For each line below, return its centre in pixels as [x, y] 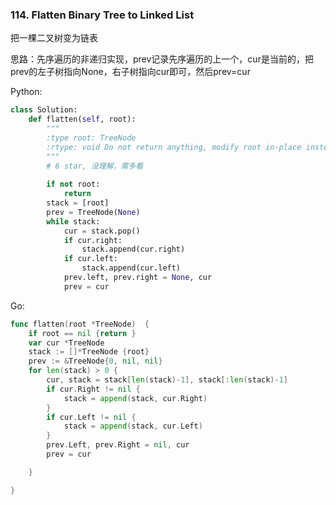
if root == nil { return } [82, 333]
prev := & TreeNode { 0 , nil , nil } [95, 361]
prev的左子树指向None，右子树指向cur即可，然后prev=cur [130, 72]
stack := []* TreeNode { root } [89, 352]
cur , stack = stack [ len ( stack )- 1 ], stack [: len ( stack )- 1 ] [167, 380]
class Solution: [44, 110]
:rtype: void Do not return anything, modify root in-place [174, 147]
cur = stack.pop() [102, 231]
